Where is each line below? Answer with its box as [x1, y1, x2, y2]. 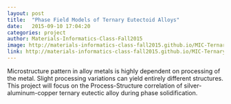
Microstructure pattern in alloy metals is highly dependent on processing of [7, 66, 221, 75]
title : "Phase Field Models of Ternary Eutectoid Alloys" [7, 16, 180, 23]
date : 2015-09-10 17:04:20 [7, 23, 91, 29]
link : [7, 49, 23, 55]
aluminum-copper [7, 88, 58, 96]
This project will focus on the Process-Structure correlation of [7, 81, 183, 90]
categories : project [7, 29, 67, 36]
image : [7, 42, 26, 49]
